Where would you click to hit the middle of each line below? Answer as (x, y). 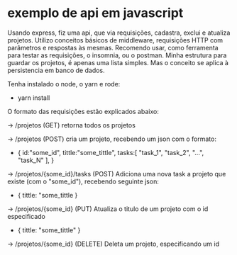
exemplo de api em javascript (95, 13)
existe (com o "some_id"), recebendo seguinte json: (83, 181)
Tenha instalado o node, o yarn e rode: (64, 84)
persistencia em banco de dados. (56, 70)
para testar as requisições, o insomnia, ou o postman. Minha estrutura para (117, 55)
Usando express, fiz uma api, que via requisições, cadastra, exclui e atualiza (119, 33)
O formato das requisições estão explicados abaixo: (83, 111)
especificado (27, 216)
